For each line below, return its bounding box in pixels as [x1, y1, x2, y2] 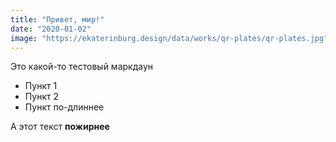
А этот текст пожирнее [10, 121, 110, 133]
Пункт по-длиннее [24, 101, 105, 113]
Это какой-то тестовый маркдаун [10, 61, 154, 73]
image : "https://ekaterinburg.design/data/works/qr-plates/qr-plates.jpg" [10, 33, 329, 43]
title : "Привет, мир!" [10, 14, 105, 25]
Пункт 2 [24, 91, 59, 103]
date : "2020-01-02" [10, 24, 92, 34]
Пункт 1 [24, 80, 58, 92]
